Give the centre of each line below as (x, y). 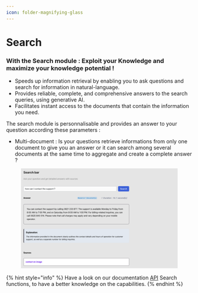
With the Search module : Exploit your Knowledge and (85, 61)
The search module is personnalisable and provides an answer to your (92, 124)
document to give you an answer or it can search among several (93, 148)
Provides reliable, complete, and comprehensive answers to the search (101, 94)
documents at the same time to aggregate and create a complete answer (103, 154)
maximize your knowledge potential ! (60, 68)
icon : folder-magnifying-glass (45, 12)
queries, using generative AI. (50, 100)
